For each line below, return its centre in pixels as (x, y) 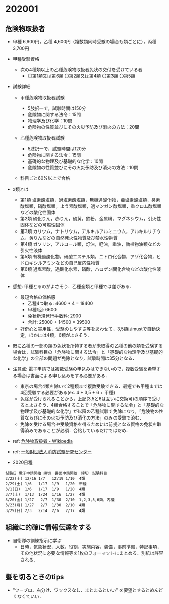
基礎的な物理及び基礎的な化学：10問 (65, 161)
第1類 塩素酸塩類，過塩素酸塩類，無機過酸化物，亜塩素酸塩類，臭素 (90, 200)
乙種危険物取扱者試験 (42, 138)
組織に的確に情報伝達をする (48, 527)
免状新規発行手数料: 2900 (54, 316)
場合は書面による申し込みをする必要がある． (63, 375)
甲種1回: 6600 (42, 310)
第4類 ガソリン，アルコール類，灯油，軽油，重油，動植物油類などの (91, 244)
